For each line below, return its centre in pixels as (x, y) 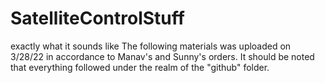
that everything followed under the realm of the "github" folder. (140, 67)
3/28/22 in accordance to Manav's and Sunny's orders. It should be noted (162, 56)
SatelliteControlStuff (97, 18)
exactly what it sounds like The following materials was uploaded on (151, 46)
